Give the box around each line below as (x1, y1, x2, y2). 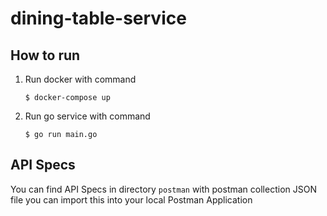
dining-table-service (10, 7, 187, 30)
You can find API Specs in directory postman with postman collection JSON (10, 183, 317, 195)
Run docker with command (24, 73, 137, 85)
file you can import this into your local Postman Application (10, 193, 253, 206)
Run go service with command (24, 110, 151, 122)
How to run (10, 47, 81, 64)
